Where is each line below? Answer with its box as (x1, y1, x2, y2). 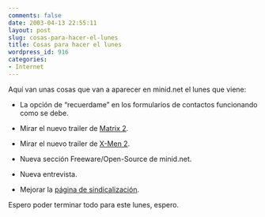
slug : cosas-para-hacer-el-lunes (8, 33, 119, 42)
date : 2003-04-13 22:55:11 (8, 19, 97, 27)
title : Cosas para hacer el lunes (8, 41, 123, 49)
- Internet (8, 63, 44, 71)
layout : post (8, 26, 51, 34)
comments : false (8, 11, 62, 20)
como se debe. (19, 108, 69, 118)
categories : (8, 56, 47, 64)
